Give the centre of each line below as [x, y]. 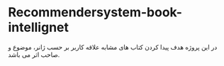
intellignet [39, 27]
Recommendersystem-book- [95, 12]
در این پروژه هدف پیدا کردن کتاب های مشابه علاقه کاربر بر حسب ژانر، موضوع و [113, 47]
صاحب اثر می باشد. [34, 55]
